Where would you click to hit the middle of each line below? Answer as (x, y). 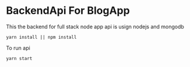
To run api (18, 48)
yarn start (19, 58)
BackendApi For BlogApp (68, 11)
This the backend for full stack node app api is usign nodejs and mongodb (95, 27)
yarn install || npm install (41, 37)
